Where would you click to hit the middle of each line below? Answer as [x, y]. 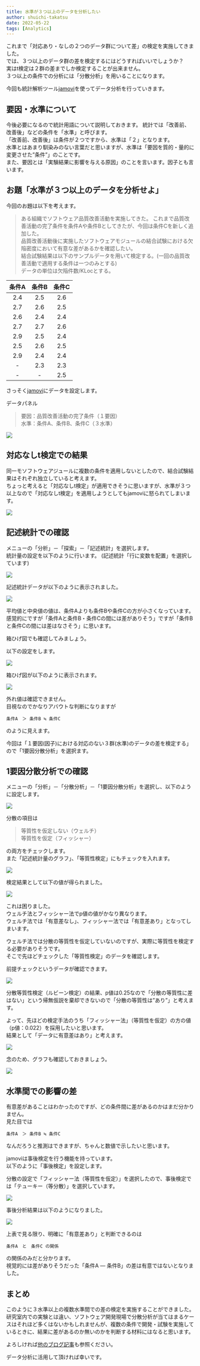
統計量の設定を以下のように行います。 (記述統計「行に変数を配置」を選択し [99, 555]
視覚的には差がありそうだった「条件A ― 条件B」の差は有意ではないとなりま [100, 1266]
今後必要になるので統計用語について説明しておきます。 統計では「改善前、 [98, 125]
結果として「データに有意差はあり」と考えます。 [66, 1035]
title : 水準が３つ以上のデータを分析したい [53, 12]
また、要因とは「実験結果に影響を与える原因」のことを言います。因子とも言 [100, 162]
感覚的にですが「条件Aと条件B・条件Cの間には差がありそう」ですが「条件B [100, 618]
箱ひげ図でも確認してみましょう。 [48, 638]
